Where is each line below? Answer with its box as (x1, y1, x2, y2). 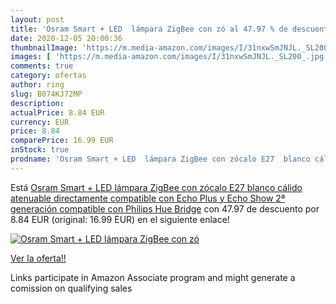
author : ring (10, 80, 65, 90)
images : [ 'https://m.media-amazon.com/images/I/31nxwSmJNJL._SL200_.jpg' (10, 52, 329, 62)
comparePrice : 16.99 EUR (10, 136, 114, 146)
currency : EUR (10, 117, 70, 127)
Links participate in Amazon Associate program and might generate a (10, 271, 296, 283)
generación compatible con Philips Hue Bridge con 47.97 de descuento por (10, 202, 320, 215)
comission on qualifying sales (10, 282, 133, 294)
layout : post (10, 14, 65, 25)
